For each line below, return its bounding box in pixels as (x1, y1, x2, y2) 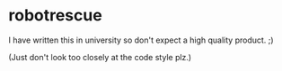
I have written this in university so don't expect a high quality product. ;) (8, 35, 275, 45)
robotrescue (8, 5, 102, 26)
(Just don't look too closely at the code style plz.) (8, 51, 192, 62)
